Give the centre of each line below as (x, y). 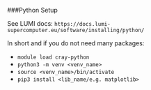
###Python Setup (32, 10)
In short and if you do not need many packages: (76, 43)
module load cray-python (53, 57)
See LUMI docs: (30, 23)
